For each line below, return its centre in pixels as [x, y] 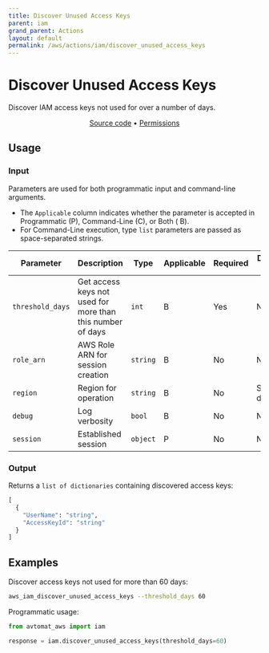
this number [100, 322]
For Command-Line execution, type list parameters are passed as [130, 229]
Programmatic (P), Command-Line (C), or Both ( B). [104, 221]
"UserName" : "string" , [60, 515]
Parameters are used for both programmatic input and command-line [122, 189]
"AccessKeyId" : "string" [64, 522]
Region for [97, 387]
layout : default [35, 38]
